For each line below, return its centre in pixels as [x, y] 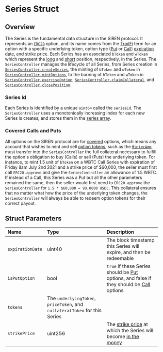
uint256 [56, 334]
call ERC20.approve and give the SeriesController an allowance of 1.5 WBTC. [81, 172]
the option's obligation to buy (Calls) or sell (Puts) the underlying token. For [80, 157]
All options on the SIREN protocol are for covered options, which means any [81, 141]
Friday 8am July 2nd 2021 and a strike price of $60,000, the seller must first [81, 167]
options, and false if [129, 278]
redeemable [120, 258]
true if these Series [129, 266]
